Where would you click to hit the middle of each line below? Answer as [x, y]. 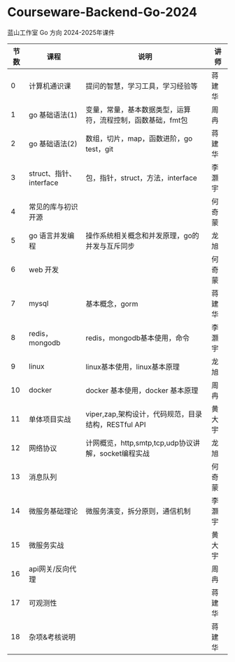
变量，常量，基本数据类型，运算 [138, 109]
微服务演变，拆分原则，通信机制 [138, 511]
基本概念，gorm [112, 304]
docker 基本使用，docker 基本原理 [142, 390]
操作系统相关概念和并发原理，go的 [142, 235]
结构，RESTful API [116, 424]
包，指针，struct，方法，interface [141, 178]
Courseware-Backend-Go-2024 [102, 12]
